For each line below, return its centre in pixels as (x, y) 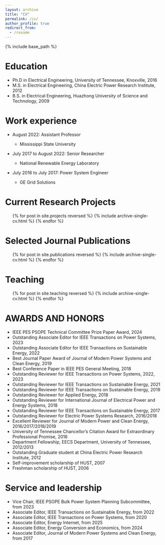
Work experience (41, 121)
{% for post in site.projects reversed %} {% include (64, 216)
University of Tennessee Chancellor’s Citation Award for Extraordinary (83, 431)
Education (26, 66)
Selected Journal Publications (68, 241)
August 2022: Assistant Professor (47, 134)
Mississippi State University (48, 144)
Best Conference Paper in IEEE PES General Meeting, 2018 (72, 369)
